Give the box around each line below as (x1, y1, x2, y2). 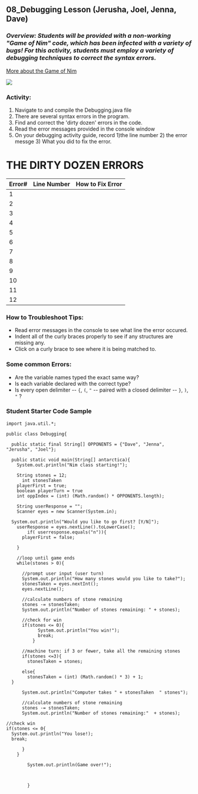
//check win (6, 720, 35, 726)
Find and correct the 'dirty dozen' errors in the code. (14, 119, 143, 126)
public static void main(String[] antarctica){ (11, 457, 131, 463)
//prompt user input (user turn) (21, 570, 104, 577)
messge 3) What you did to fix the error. (14, 138, 112, 145)
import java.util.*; (6, 421, 57, 427)
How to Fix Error (75, 180, 123, 188)
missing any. (14, 339, 45, 346)
